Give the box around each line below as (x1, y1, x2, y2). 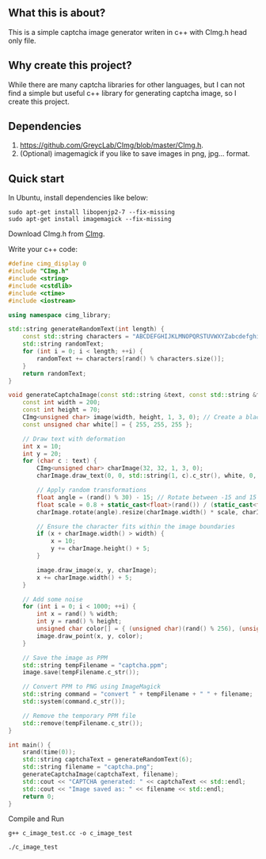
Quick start (8, 172, 65, 185)
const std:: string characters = (22, 333, 129, 341)
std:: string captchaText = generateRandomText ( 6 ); (22, 756, 193, 764)
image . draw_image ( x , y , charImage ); (36, 566, 158, 574)
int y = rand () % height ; (36, 617, 123, 625)
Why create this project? (8, 59, 132, 72)
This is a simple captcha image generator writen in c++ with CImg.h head (8, 27, 248, 36)
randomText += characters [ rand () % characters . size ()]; (36, 354, 225, 363)
